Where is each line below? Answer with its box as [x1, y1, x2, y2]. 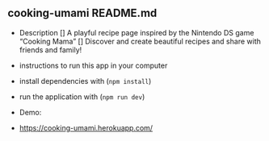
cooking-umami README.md [7, 6, 158, 20]
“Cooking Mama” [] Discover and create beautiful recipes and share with [19, 36, 262, 46]
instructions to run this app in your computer [19, 60, 168, 70]
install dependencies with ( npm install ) [19, 76, 152, 85]
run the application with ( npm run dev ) [19, 92, 145, 102]
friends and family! [19, 44, 82, 55]
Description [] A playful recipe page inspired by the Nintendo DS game [19, 27, 254, 37]
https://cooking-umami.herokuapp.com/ [19, 122, 153, 132]
